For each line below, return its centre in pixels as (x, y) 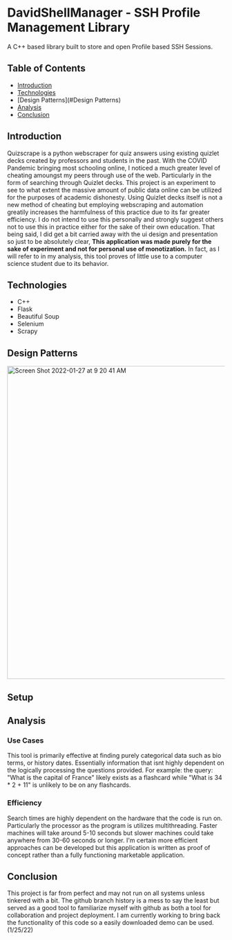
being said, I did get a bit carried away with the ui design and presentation (113, 234)
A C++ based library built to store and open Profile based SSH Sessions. (110, 46)
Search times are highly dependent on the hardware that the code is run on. (115, 818)
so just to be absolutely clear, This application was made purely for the (109, 241)
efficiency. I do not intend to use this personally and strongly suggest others (115, 219)
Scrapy (27, 331)
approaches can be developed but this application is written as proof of (109, 847)
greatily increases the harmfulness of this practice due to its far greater (109, 212)
